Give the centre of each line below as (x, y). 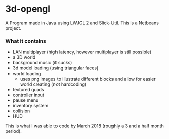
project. (13, 28)
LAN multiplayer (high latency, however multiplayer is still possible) (82, 52)
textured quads (28, 90)
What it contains (26, 41)
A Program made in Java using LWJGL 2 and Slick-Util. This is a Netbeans (82, 23)
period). (13, 131)
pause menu (25, 100)
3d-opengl (28, 9)
